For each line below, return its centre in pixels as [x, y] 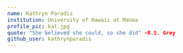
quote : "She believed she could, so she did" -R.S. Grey [91, 33]
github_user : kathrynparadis [49, 39]
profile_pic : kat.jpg [39, 26]
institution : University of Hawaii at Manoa [73, 20]
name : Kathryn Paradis [40, 13]
